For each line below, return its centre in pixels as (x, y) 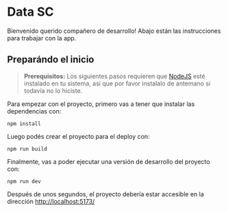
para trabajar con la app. (42, 38)
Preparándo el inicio (51, 60)
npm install (24, 124)
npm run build (27, 149)
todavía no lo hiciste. (53, 90)
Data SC (30, 12)
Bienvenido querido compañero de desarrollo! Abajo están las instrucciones (114, 31)
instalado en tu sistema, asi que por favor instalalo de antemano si (117, 83)
